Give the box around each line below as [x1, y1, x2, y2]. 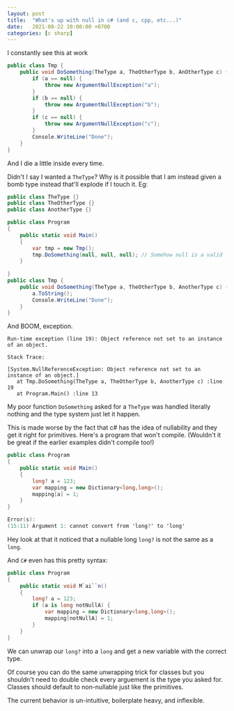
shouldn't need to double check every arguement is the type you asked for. [7, 675, 223, 683]
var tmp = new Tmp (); [32, 244, 95, 251]
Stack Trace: [7, 354, 45, 361]
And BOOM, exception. [7, 322, 73, 331]
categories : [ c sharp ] [7, 29, 73, 37]
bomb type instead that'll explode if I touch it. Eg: [7, 180, 148, 188]
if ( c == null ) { [32, 114, 82, 121]
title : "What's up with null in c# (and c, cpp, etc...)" [7, 17, 182, 24]
